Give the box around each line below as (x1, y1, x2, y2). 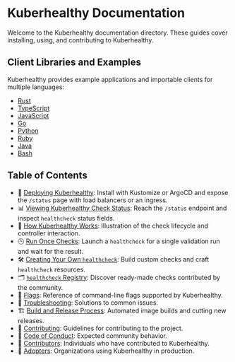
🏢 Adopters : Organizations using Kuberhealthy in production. (17, 346, 195, 355)
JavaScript (17, 111, 49, 119)
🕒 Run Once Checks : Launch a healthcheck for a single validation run (17, 237, 220, 245)
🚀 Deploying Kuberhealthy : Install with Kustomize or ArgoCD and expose (17, 188, 229, 197)
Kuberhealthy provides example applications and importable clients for (7, 75, 213, 83)
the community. (17, 283, 64, 291)
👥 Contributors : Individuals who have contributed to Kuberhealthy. (17, 339, 210, 347)
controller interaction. (17, 228, 80, 238)
